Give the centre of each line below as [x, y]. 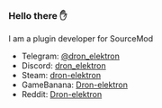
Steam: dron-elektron [61, 76]
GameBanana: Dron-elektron [74, 85]
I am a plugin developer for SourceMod [81, 39]
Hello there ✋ [38, 15]
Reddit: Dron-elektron [62, 94]
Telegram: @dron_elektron [71, 56]
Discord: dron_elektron [63, 66]
